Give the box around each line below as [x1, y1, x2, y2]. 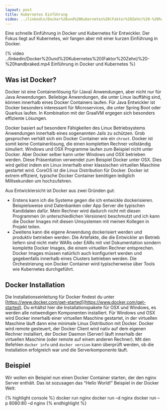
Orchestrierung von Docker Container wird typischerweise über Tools [12, 261, 155, 267]
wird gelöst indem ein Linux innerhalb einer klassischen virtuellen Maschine [5, 162, 160, 168]
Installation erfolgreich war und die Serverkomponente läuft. [5, 347, 128, 353]
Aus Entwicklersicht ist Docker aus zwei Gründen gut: [5, 188, 115, 194]
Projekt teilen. [12, 224, 41, 230]
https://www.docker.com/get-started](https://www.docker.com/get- [6, 299, 146, 305]
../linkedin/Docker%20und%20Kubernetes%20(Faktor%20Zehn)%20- [5, 56, 150, 62]
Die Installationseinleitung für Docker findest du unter [5, 294, 115, 300]
